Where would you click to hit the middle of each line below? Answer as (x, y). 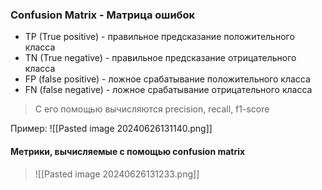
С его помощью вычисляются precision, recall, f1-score (152, 109)
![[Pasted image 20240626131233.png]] (117, 174)
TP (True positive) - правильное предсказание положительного (159, 37)
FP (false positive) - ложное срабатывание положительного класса (167, 79)
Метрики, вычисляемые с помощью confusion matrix (128, 151)
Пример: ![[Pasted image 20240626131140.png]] (111, 129)
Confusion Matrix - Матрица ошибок (103, 15)
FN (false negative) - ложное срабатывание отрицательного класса (168, 90)
